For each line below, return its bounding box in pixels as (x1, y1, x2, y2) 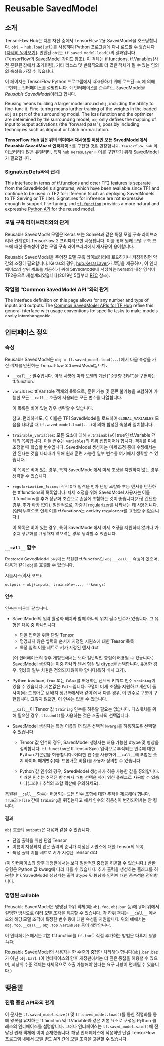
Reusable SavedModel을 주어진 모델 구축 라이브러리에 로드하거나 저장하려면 (5, 254, 152, 260)
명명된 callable (5, 892, 40, 899)
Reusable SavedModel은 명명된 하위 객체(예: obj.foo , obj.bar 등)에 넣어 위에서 (5, 904, 159, 910)
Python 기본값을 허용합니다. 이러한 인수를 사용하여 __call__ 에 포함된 (19, 752, 152, 757)
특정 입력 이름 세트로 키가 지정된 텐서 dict (19, 644, 99, 650)
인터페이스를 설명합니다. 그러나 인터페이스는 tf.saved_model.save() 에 (18, 1023, 153, 1029)
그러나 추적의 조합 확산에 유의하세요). (29, 780, 100, 786)
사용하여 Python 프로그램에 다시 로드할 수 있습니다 (58, 44, 155, 49)
